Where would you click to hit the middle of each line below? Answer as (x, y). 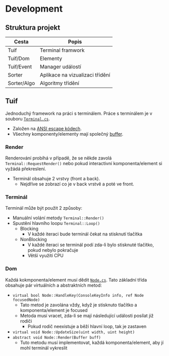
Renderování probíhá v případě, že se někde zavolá (59, 158)
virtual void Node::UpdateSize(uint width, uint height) (74, 332)
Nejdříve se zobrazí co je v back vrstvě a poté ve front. (77, 184)
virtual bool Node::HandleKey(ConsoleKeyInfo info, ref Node (78, 295)
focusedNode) (26, 300)
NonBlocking (33, 240)
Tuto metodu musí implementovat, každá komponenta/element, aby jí (92, 342)
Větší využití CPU (46, 256)
